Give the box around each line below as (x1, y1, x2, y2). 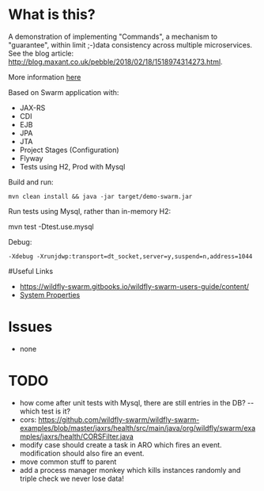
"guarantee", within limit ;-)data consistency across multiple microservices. (8, 40, 253, 49)
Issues (8, 318, 53, 336)
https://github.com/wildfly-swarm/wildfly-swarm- (38, 414, 200, 424)
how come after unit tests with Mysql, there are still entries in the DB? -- (19, 398, 255, 407)
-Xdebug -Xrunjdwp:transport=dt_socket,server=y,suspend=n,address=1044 (8, 252, 253, 261)
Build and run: (8, 177, 54, 187)
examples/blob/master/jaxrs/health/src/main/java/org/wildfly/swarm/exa (19, 423, 255, 432)
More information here (8, 72, 81, 82)
